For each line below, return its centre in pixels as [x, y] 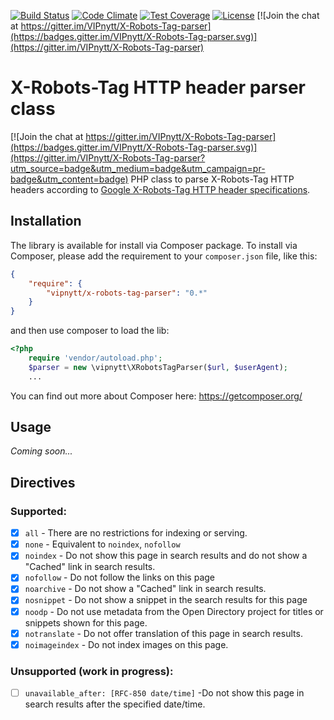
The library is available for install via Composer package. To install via [154, 245]
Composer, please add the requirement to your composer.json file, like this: [164, 256]
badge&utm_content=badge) [69, 179]
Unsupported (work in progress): [92, 671]
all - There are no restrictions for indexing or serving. [136, 533]
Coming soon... [41, 451]
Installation [46, 221]
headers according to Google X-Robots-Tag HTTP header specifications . [160, 189]
